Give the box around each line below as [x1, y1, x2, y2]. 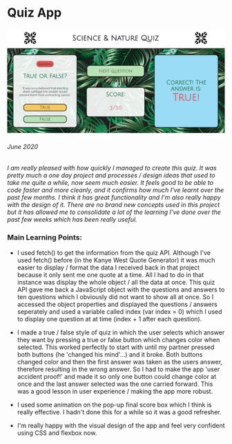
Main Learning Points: [7, 233, 83, 242]
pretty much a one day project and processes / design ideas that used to [7, 171, 215, 179]
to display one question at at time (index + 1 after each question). [17, 314, 202, 323]
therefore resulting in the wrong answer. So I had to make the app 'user [17, 365, 220, 373]
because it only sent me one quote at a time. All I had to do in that [17, 270, 204, 278]
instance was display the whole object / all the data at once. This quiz [17, 278, 215, 286]
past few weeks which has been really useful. [7, 215, 137, 224]
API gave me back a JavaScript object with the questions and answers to [17, 285, 225, 294]
